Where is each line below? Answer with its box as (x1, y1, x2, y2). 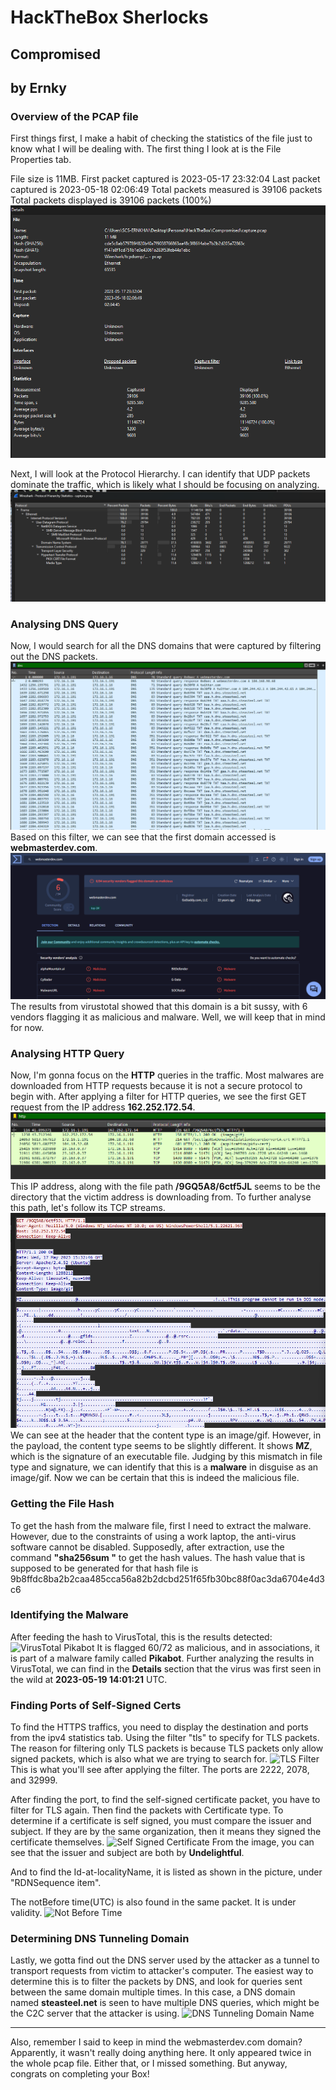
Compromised (10, 46, 102, 63)
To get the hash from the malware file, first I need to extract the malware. (10, 1519, 312, 1531)
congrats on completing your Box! (10, 2068, 150, 2080)
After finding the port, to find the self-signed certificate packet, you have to (10, 1794, 321, 1806)
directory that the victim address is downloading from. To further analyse (10, 1191, 312, 1203)
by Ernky (10, 79, 67, 96)
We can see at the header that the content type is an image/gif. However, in (10, 1429, 322, 1441)
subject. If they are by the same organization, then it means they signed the (10, 1826, 322, 1838)
